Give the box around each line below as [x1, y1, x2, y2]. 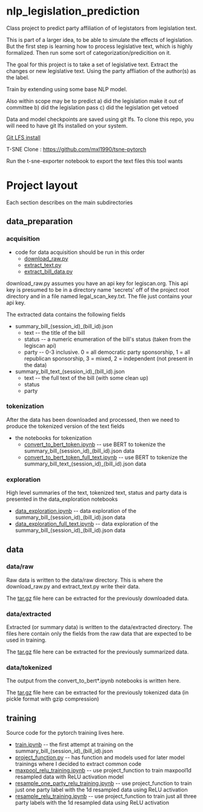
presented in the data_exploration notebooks [6, 495, 118, 503]
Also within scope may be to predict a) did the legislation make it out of [6, 97, 184, 105]
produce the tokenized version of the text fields [6, 422, 125, 430]
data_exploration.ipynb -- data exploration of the [15, 507, 136, 515]
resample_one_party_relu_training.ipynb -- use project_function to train [15, 780, 192, 787]
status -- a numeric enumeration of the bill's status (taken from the [24, 335, 191, 343]
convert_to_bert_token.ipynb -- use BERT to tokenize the [24, 441, 165, 448]
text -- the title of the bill [24, 329, 85, 336]
